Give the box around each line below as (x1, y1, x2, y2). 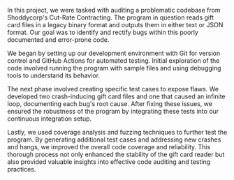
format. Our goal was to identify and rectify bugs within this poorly (7, 28, 199, 36)
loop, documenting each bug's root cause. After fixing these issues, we (7, 100, 213, 107)
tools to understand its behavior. (7, 71, 100, 80)
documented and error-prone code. (7, 36, 110, 44)
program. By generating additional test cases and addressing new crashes (7, 135, 221, 144)
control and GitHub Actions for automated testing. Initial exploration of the (7, 57, 220, 65)
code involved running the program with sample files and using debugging (7, 64, 221, 72)
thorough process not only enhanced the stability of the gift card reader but (7, 150, 225, 158)
